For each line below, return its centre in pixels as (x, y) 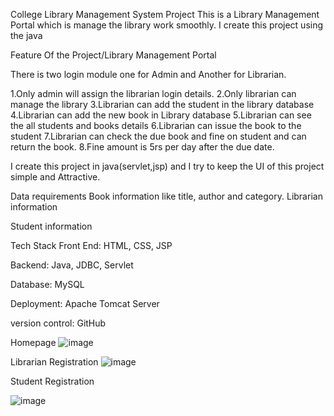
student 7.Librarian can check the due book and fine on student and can (158, 136)
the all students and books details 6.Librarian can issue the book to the (156, 125)
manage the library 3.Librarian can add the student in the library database (162, 104)
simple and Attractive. (55, 177)
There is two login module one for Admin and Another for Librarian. (148, 74)
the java (26, 35)
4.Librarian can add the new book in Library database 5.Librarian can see (161, 115)
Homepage (33, 342)
